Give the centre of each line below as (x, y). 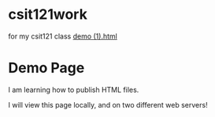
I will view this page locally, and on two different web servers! (108, 104)
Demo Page (46, 68)
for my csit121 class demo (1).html (63, 36)
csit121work (48, 15)
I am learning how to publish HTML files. (74, 90)
